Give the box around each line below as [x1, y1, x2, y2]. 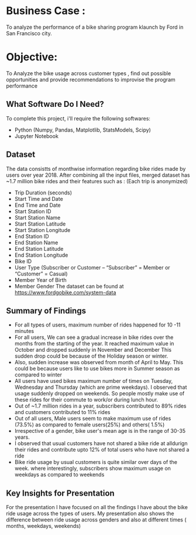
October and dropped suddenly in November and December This [14, 346, 171, 354]
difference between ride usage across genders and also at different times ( [6, 516, 187, 523]
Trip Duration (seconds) [14, 189, 72, 196]
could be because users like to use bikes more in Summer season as [14, 365, 180, 372]
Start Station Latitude [14, 220, 66, 227]
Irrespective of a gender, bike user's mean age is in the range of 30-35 [14, 428, 186, 435]
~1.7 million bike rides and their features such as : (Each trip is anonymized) [6, 177, 188, 184]
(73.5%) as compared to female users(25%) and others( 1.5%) [14, 421, 165, 428]
